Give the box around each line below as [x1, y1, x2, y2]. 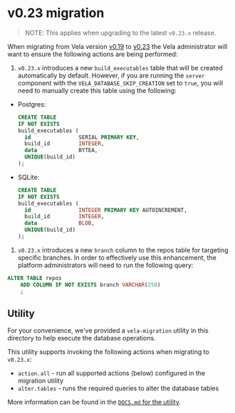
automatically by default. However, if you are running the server [17, 71, 205, 80]
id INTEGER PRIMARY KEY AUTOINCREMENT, [24, 206, 187, 214]
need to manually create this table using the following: [17, 86, 177, 95]
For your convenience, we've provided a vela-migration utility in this [7, 326, 209, 335]
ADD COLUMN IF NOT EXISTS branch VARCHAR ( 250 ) [20, 281, 161, 289]
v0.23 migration [7, 5, 105, 21]
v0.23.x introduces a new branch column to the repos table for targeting [17, 245, 229, 254]
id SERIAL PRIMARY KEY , [24, 134, 140, 141]
